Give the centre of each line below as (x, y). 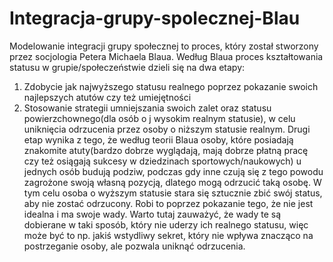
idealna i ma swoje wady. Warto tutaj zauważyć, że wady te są (152, 214)
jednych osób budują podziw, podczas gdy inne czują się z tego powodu (173, 171)
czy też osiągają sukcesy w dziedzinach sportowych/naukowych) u (162, 161)
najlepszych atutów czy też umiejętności (107, 97)
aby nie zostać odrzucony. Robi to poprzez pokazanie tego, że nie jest (168, 203)
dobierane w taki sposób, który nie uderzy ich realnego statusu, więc (166, 224)
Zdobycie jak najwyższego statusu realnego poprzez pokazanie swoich (171, 86)
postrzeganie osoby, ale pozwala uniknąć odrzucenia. (134, 246)
